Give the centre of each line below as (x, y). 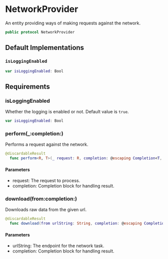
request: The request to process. (46, 181)
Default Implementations (44, 48)
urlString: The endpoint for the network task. (58, 246)
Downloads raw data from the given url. (46, 210)
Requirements (27, 87)
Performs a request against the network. (47, 144)
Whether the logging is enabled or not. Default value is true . (67, 112)
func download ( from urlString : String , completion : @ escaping (76, 224)
